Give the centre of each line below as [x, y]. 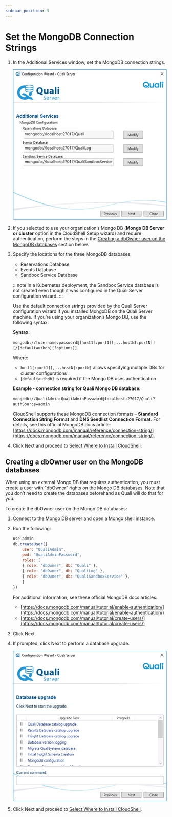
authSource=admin [31, 404]
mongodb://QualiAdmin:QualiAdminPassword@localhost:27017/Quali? [84, 399]
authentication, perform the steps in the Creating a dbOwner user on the [89, 239]
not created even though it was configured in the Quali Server [78, 291]
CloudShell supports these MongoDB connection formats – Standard [85, 414]
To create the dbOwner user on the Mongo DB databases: [66, 508]
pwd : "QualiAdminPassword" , [52, 555]
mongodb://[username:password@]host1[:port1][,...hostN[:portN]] [84, 343]
